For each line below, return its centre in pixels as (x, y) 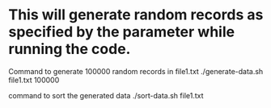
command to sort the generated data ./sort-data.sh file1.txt (106, 95)
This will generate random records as (136, 15)
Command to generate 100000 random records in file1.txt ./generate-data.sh (136, 71)
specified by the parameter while (122, 32)
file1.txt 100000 (34, 80)
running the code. (70, 49)
